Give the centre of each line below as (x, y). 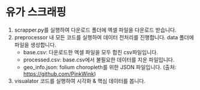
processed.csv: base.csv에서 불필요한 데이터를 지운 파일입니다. (99, 60)
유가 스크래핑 (36, 12)
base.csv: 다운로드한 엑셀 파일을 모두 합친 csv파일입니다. (90, 52)
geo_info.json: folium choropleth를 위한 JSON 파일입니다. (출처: (100, 67)
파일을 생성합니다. (35, 45)
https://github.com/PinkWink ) (60, 74)
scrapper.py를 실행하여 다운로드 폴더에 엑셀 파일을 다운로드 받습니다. (95, 30)
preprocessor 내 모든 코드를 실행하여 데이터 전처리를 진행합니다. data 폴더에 (104, 37)
